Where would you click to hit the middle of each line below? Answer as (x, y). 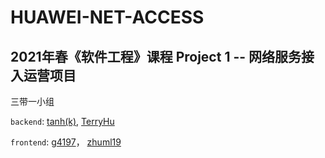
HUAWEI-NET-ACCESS (107, 17)
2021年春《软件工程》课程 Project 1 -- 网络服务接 (162, 56)
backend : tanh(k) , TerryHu (62, 121)
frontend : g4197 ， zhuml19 (66, 142)
